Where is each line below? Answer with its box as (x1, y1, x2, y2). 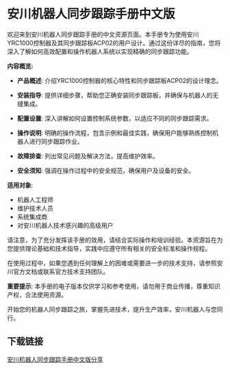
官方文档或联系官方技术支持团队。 (12, 267, 110, 275)
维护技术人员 (16, 203, 53, 212)
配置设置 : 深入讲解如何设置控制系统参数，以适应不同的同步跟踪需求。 (16, 114, 213, 122)
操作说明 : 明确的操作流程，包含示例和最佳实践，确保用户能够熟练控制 (16, 128, 213, 137)
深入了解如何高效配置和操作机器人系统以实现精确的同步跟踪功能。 (7, 47, 193, 56)
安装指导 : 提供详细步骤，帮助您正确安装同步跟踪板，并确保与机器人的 (16, 90, 213, 99)
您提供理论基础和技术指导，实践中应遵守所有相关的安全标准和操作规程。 (7, 244, 211, 252)
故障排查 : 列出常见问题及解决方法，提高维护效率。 (16, 151, 159, 160)
